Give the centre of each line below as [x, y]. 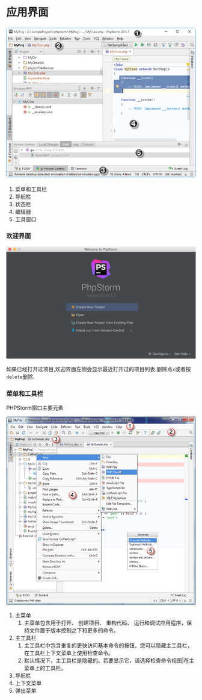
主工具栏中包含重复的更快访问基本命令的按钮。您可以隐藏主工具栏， [108, 646]
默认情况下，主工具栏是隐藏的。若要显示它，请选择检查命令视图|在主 [109, 661]
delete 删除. [20, 377]
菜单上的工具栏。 [45, 668]
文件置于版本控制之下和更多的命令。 [74, 631]
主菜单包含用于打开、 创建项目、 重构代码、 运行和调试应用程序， [105, 623]
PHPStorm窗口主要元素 [35, 408]
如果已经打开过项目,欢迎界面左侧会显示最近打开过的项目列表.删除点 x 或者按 [99, 369]
